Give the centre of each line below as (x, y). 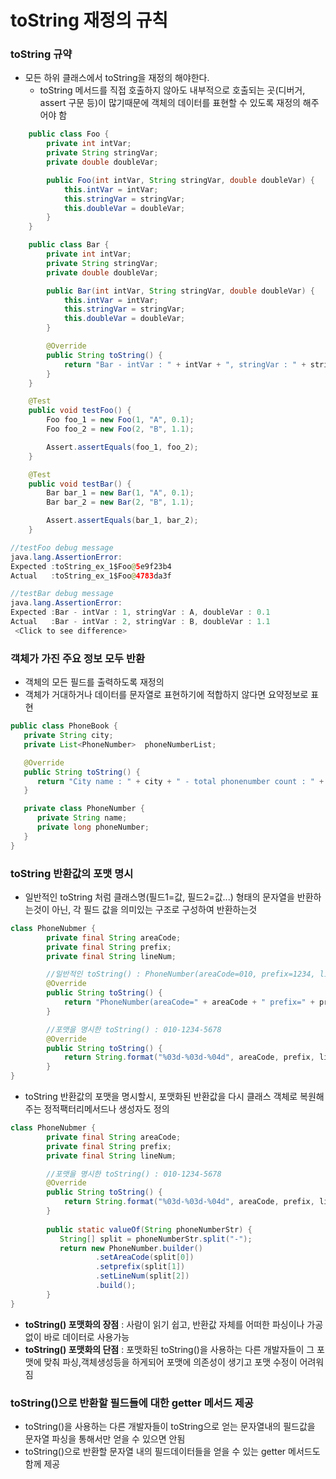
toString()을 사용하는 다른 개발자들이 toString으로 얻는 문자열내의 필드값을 (170, 1426)
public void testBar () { (80, 484)
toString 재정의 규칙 (89, 20)
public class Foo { (69, 134)
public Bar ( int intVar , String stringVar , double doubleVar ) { (180, 291)
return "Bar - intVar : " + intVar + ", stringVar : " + (185, 364)
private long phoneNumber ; (93, 827)
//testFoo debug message (62, 547)
